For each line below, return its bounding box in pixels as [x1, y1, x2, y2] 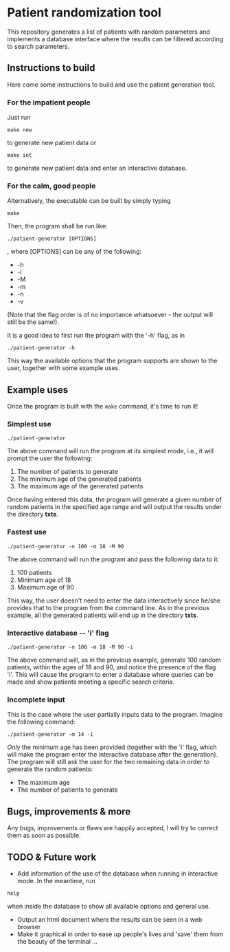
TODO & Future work [7, 851, 97, 863]
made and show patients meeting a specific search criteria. [7, 678, 175, 686]
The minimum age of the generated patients [16, 475, 142, 483]
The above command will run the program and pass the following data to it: [7, 555, 220, 563]
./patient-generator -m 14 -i [7, 731, 94, 738]
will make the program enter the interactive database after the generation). [7, 750, 218, 759]
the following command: [7, 717, 76, 726]
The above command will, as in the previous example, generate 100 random [7, 656, 221, 664]
